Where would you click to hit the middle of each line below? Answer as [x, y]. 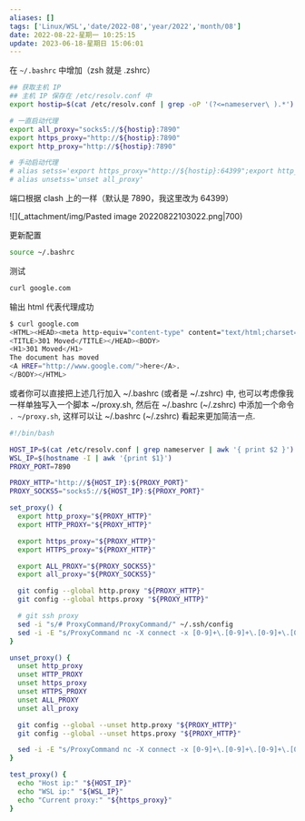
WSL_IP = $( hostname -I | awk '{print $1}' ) [91, 458]
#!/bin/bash [32, 433]
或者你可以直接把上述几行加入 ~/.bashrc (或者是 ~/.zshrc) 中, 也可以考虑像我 [152, 393]
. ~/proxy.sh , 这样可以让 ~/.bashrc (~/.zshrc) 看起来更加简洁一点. [133, 416]
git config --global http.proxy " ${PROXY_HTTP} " [111, 591]
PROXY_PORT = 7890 [40, 466]
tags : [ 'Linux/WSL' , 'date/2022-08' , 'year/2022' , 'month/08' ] [126, 26]
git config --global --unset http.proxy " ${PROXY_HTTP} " [128, 725]
